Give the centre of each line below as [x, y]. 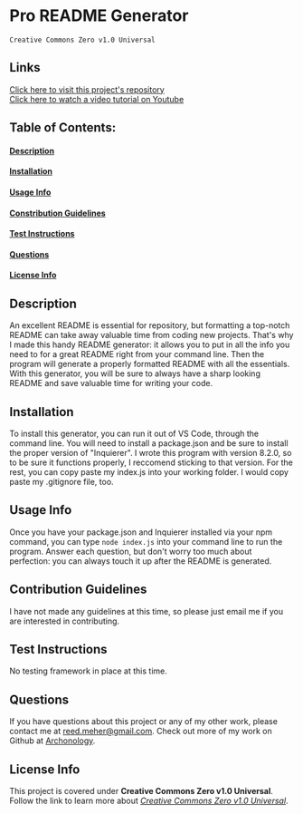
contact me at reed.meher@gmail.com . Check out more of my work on [141, 732]
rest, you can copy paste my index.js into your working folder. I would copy [149, 471]
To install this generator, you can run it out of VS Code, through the [134, 433]
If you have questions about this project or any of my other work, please [144, 722]
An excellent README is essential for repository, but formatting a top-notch [150, 325]
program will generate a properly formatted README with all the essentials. [150, 364]
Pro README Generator [99, 16]
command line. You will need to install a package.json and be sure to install [149, 443]
